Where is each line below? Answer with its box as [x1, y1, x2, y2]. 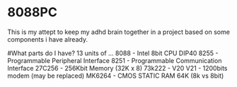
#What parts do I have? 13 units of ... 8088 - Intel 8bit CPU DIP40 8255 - [7, 49, 219, 57]
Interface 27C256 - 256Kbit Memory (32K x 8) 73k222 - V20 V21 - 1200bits [7, 64, 228, 72]
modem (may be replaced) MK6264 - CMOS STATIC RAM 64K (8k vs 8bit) [7, 71, 224, 80]
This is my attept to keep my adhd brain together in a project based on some [7, 28, 230, 36]
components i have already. [7, 35, 88, 43]
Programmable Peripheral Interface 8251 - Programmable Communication [7, 56, 222, 64]
